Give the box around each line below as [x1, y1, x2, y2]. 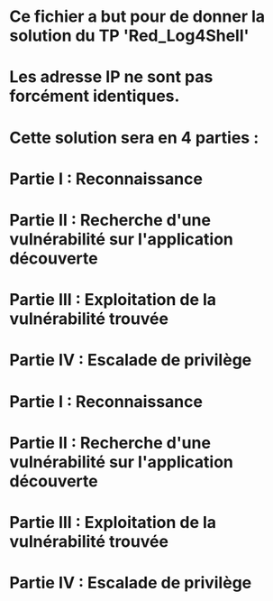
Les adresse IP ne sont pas [9, 67, 214, 88]
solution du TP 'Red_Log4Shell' [9, 25, 250, 46]
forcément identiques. [9, 86, 180, 106]
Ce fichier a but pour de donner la [9, 6, 266, 27]
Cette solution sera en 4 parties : [9, 127, 259, 148]
